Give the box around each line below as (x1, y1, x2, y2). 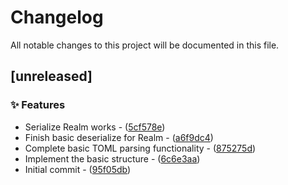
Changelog (10, 6, 104, 29)
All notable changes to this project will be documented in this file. (10, 39, 280, 51)
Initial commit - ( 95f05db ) (24, 163, 132, 175)
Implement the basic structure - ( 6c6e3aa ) (24, 152, 201, 165)
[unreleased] (10, 68, 93, 85)
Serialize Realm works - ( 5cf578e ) (24, 121, 166, 133)
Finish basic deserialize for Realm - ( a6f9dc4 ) (24, 131, 214, 143)
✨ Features (10, 98, 66, 112)
